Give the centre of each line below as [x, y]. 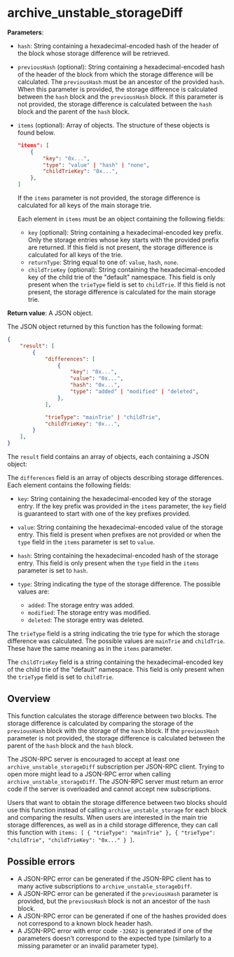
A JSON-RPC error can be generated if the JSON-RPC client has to [114, 879]
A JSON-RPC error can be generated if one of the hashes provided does [122, 916]
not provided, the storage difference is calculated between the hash [115, 104]
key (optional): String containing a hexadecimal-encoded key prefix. [125, 233]
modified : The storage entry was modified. [89, 613]
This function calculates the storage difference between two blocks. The [112, 715]
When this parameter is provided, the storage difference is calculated [117, 89]
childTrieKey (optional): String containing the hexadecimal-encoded [126, 270]
